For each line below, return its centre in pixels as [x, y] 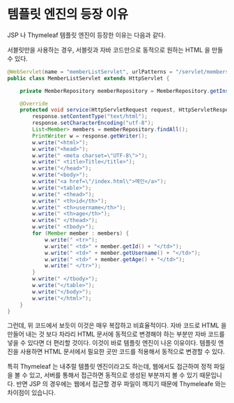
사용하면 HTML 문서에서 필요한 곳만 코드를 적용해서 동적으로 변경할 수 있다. [122, 352]
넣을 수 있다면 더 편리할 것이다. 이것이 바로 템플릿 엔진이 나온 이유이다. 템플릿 [112, 343]
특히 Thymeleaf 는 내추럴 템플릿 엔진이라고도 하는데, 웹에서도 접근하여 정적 [110, 367]
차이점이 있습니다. [32, 393]
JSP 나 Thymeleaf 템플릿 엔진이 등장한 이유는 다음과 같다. [86, 35]
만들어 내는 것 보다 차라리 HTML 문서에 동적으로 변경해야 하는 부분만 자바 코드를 [116, 334]
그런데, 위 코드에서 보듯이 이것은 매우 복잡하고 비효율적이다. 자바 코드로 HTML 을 [117, 325]
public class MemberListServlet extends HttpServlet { [88, 78]
